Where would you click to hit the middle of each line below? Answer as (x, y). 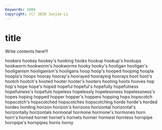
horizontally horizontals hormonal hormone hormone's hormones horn (75, 113)
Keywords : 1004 (20, 9)
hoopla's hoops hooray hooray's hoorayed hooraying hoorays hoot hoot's (79, 76)
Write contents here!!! (27, 51)
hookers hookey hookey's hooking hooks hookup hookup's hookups (73, 61)
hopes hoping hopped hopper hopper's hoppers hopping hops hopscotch (79, 97)
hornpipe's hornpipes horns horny (39, 123)
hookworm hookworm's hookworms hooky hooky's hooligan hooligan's (76, 66)
